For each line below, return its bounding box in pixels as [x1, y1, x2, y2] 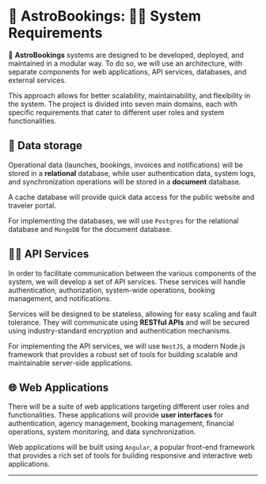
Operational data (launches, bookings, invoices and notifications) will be [8, 160, 244, 170]
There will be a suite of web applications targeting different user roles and [8, 402, 249, 411]
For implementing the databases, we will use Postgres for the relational [8, 215, 239, 225]
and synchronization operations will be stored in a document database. [8, 177, 241, 186]
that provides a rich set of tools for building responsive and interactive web [8, 451, 253, 460]
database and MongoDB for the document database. [8, 224, 173, 234]
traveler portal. [8, 200, 57, 210]
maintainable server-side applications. [8, 358, 133, 368]
